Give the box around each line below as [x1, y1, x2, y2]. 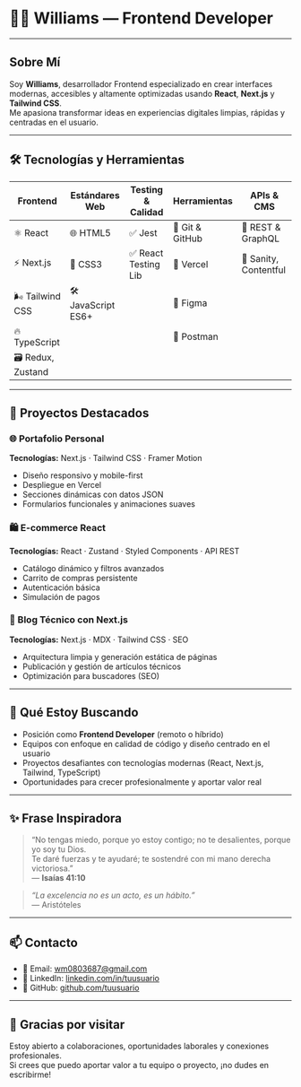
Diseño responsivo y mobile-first [21, 470, 143, 481]
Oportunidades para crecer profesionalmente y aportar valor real [21, 776, 262, 787]
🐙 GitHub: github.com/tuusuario [21, 982, 140, 994]
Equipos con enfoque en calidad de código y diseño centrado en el [21, 738, 271, 749]
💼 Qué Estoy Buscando [9, 705, 139, 720]
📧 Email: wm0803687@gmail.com [21, 963, 148, 974]
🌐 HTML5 [69, 226, 112, 239]
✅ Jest [128, 226, 158, 239]
